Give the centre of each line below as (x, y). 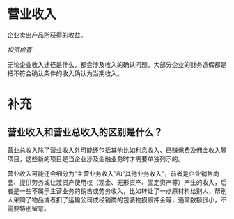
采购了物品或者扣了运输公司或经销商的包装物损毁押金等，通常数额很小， (117, 199)
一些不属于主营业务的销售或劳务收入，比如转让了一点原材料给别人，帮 (120, 191)
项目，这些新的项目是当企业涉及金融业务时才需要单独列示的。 (96, 158)
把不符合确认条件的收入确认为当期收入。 (65, 73)
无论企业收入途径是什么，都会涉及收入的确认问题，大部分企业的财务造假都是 (117, 64)
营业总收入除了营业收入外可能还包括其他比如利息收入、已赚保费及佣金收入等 (117, 150)
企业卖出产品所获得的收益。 (47, 35)
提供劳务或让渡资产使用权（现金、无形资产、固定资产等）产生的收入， (120, 182)
